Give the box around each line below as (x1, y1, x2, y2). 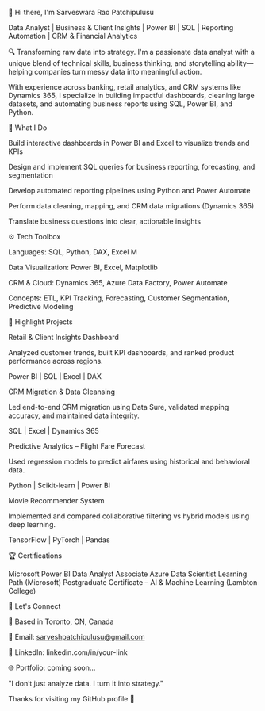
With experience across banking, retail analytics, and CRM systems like (8, 82, 242, 91)
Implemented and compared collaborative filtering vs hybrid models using (8, 511, 250, 521)
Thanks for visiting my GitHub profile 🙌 (8, 694, 135, 703)
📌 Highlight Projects (8, 317, 73, 327)
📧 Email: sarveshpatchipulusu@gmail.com (8, 633, 145, 641)
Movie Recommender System (8, 496, 105, 505)
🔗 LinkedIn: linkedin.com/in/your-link (8, 648, 129, 657)
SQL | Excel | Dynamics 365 (8, 426, 99, 435)
